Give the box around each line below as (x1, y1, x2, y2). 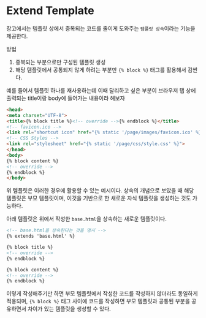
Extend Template (6, 4, 94, 18)
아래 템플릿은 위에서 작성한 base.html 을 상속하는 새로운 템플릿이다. (6, 215, 167, 222)
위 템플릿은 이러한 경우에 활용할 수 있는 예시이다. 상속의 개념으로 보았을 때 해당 (6, 187, 194, 194)
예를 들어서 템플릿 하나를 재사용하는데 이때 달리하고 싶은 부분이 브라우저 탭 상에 (6, 86, 196, 94)
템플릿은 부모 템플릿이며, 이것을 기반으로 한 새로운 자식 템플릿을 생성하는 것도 (6, 194, 191, 202)
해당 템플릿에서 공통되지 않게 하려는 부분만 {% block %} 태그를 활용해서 (15, 66, 186, 74)
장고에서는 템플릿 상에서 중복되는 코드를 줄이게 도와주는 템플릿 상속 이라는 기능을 (6, 25, 196, 32)
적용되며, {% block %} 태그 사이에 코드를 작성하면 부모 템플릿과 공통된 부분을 (6, 298, 190, 305)
